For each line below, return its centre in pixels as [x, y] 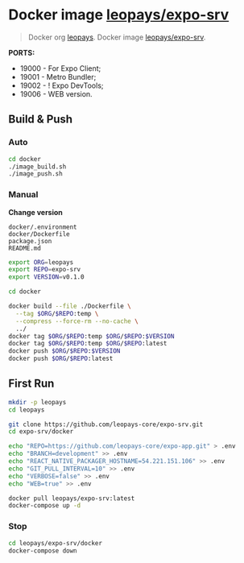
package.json [30, 241]
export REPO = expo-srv [45, 270]
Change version [35, 212]
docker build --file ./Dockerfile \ [70, 306]
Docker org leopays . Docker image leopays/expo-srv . [117, 37]
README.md [25, 248]
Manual [23, 195]
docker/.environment [43, 227]
